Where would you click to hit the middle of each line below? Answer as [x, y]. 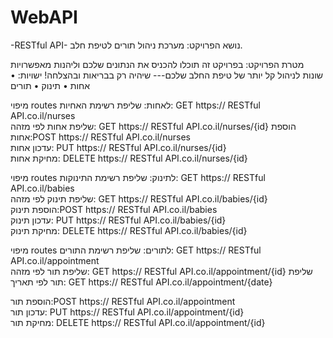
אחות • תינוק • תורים [50, 85]
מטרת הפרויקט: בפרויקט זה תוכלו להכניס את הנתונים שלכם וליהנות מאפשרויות [157, 64]
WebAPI [44, 17]
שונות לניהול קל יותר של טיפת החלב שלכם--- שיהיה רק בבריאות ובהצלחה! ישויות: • [167, 75]
